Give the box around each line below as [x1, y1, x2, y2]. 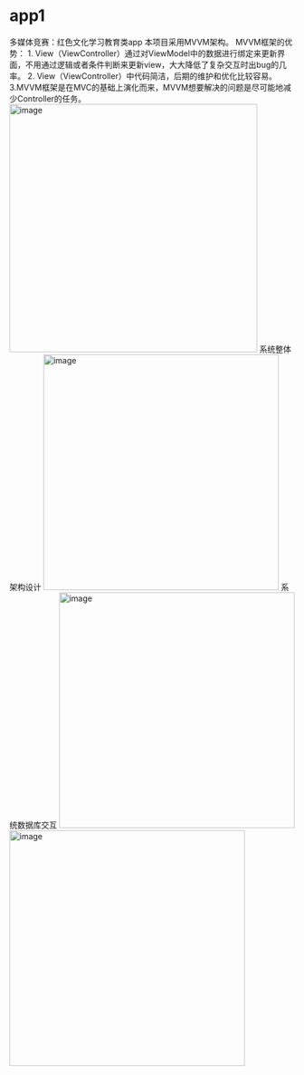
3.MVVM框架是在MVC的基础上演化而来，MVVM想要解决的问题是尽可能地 [9, 82, 284, 92]
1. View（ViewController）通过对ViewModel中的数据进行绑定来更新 [26, 47, 278, 59]
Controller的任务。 [16, 92, 87, 104]
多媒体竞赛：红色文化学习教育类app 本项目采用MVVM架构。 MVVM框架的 [9, 36, 285, 47]
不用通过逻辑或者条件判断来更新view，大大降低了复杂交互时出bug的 [24, 59, 280, 70]
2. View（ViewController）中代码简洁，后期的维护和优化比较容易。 [26, 70, 278, 82]
